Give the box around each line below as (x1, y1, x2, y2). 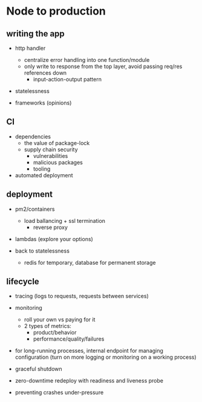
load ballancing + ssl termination (24, 217, 106, 224)
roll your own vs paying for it (24, 316, 96, 323)
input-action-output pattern (33, 76, 102, 83)
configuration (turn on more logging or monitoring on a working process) (15, 353, 197, 361)
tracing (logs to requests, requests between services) (15, 293, 149, 300)
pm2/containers (15, 205, 55, 213)
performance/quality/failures (33, 335, 105, 342)
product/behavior (33, 329, 77, 336)
